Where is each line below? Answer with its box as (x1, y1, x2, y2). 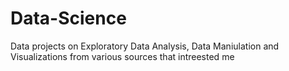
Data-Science (10, 7, 127, 30)
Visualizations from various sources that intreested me (10, 50, 235, 62)
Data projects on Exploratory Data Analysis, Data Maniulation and (10, 40, 280, 52)
